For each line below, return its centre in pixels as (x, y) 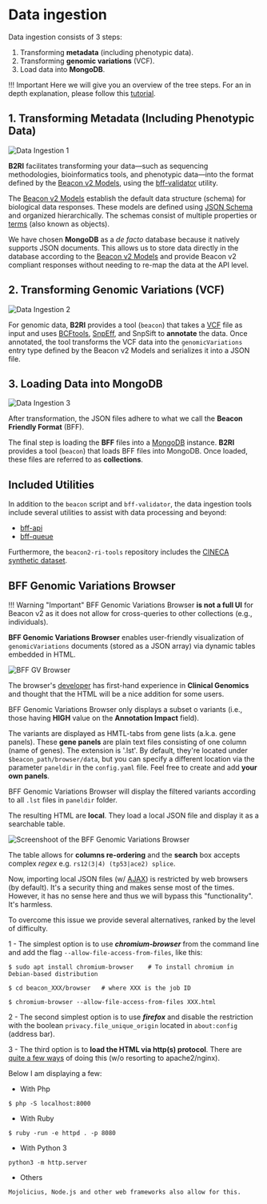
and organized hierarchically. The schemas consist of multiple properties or (133, 215)
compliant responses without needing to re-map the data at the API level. (129, 265)
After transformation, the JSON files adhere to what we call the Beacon (126, 418)
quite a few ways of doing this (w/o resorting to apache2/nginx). (114, 1058)
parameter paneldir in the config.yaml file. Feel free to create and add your (133, 767)
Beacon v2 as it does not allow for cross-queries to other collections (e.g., (130, 613)
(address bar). (32, 1034)
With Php (35, 1089)
